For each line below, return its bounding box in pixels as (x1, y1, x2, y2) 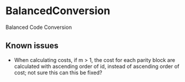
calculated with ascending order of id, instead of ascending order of (14, 63, 180, 70)
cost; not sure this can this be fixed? (14, 69, 103, 76)
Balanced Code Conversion (5, 24, 72, 31)
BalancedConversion (5, 4, 110, 18)
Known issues (5, 41, 59, 51)
